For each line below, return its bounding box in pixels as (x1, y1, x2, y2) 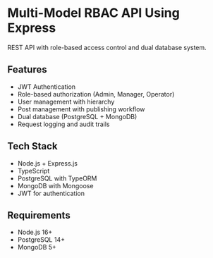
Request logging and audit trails (17, 120, 110, 128)
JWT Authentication (17, 82, 76, 91)
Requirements (7, 209, 71, 221)
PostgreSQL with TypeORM (17, 174, 97, 183)
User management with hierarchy (17, 97, 115, 106)
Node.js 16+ (17, 228, 53, 237)
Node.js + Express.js (17, 159, 78, 167)
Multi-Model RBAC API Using (7, 5, 180, 21)
